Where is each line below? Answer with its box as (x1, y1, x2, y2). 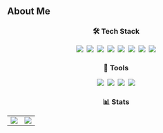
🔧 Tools (103, 63, 129, 72)
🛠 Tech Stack (92, 27, 140, 37)
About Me (7, 6, 50, 17)
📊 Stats (102, 96, 130, 106)
